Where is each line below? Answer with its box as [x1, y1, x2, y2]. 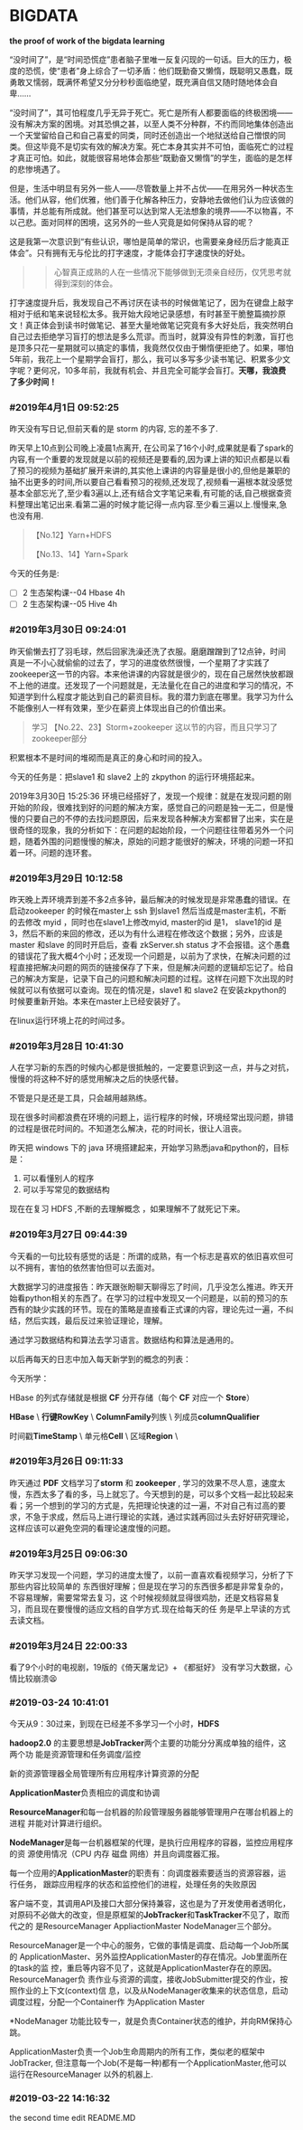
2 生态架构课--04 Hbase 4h [22, 587, 125, 598]
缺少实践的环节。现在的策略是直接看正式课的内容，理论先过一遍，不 [32, 1303, 286, 1314]
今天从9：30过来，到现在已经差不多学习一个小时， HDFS [9, 1718, 220, 1728]
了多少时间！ [9, 376, 57, 387]
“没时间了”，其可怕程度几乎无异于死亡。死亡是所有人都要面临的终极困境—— [9, 107, 293, 118]
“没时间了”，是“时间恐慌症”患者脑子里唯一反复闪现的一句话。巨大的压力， [9, 53, 284, 64]
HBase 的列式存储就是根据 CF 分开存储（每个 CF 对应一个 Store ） [9, 1392, 255, 1403]
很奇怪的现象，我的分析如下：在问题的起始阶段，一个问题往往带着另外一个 [9, 824, 286, 835]
